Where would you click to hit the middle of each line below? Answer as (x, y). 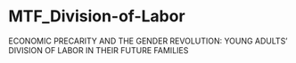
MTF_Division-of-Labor (97, 16)
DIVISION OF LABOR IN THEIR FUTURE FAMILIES (99, 50)
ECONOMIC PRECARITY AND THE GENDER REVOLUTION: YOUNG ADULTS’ (148, 41)
